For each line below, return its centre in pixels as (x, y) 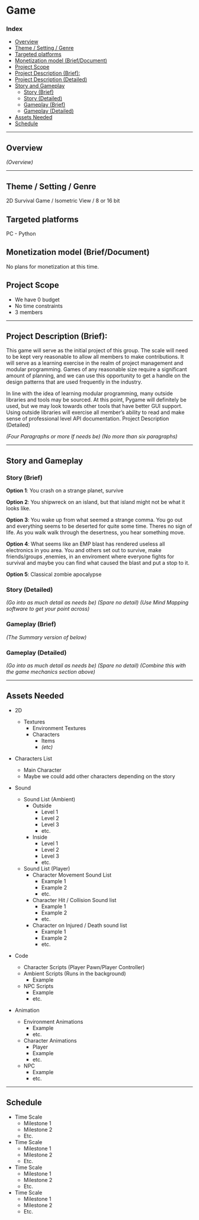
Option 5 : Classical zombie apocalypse (54, 574)
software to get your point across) (48, 609)
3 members (29, 312)
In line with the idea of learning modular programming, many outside (89, 394)
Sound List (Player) (47, 868)
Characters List (33, 758)
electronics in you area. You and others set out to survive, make (84, 550)
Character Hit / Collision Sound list (74, 900)
